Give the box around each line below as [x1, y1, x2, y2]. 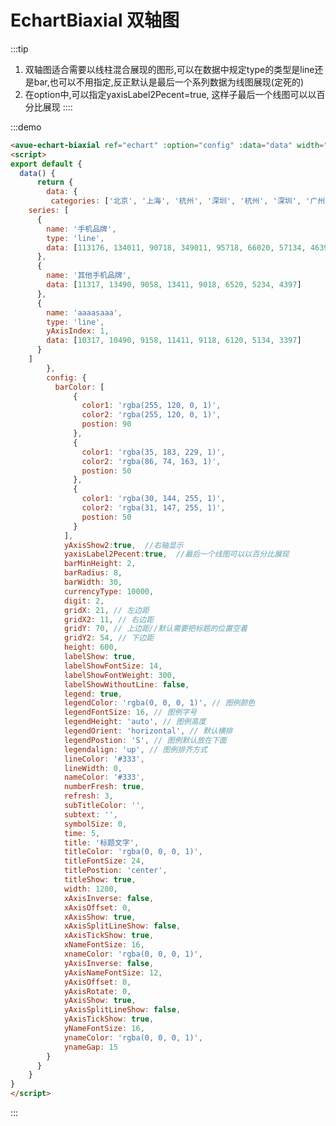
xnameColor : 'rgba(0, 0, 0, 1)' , [63, 949, 203, 960]
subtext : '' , [63, 809, 118, 820]
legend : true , [63, 689, 123, 699]
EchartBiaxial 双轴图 [10, 9, 180, 32]
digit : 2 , [63, 596, 105, 606]
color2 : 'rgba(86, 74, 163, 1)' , [81, 456, 222, 466]
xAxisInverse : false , [63, 893, 155, 903]
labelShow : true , [63, 652, 137, 662]
